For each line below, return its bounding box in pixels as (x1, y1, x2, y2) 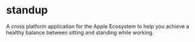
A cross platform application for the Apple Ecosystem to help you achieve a (6, 23, 190, 30)
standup (6, 3, 48, 17)
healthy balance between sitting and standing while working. (6, 29, 154, 36)
